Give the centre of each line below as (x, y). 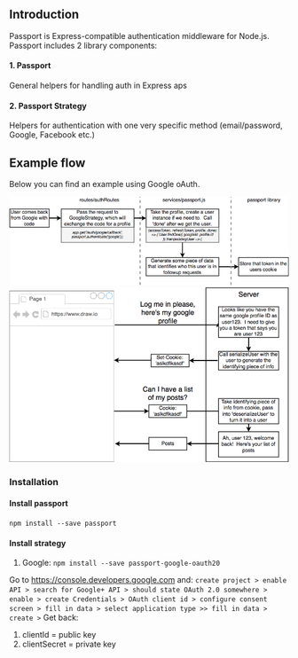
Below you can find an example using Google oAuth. (105, 184)
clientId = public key (59, 635)
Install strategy (38, 543)
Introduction (44, 15)
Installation (34, 482)
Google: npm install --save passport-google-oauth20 (121, 563)
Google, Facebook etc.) (52, 135)
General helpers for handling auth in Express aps (98, 86)
